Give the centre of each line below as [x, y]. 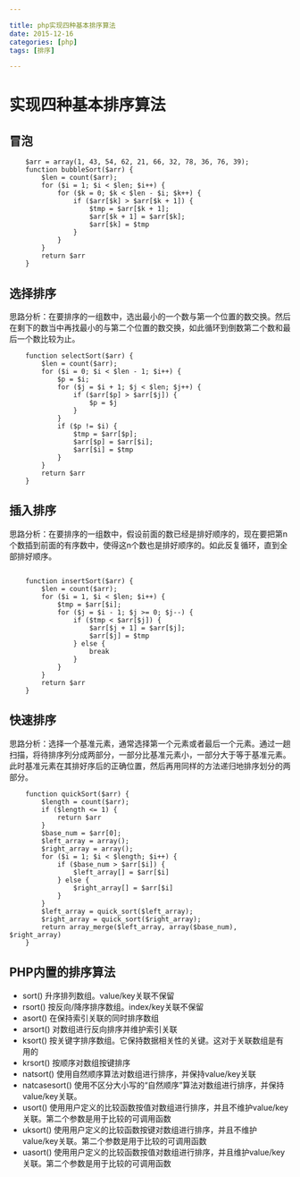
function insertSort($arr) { [79, 581]
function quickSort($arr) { [77, 794]
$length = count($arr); [85, 801]
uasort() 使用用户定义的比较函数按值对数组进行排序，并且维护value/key [154, 1152]
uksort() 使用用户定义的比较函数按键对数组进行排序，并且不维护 [139, 1130]
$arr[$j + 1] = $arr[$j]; [137, 628]
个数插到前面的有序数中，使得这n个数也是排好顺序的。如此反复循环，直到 [145, 545]
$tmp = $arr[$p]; [105, 435]
